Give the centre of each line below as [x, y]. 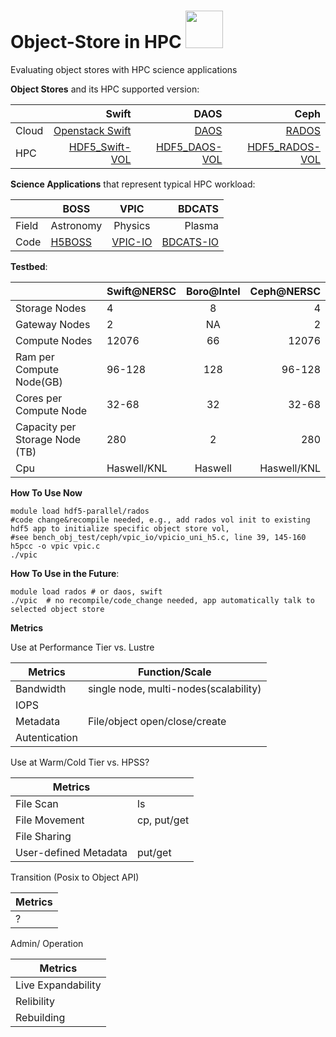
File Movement [50, 820]
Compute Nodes [54, 340]
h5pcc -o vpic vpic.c [55, 546]
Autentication [46, 737]
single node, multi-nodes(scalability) [174, 688]
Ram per [35, 357]
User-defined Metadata [71, 852]
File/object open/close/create [157, 721]
